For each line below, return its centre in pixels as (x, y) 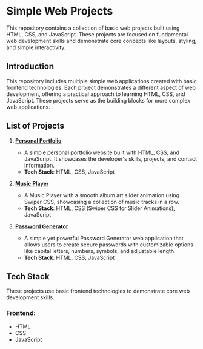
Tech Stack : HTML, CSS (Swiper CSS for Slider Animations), (100, 208)
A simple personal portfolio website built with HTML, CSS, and (102, 152)
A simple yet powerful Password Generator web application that (104, 238)
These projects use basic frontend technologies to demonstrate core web (98, 291)
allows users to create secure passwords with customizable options (109, 245)
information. (39, 165)
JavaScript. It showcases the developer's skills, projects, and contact (111, 158)
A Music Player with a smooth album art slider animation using (102, 195)
